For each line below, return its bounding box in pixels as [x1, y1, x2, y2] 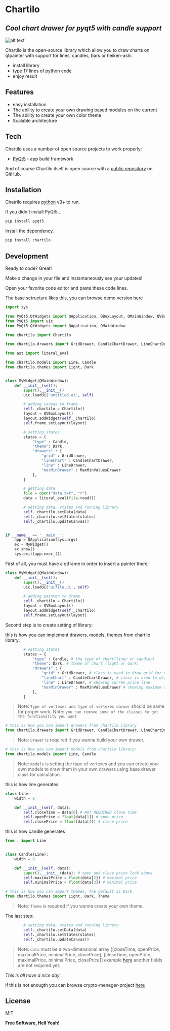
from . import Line [5, 838, 47, 843]
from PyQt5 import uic [5, 319, 53, 324]
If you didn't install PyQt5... [5, 209, 62, 215]
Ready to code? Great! [5, 265, 52, 271]
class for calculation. [17, 771, 61, 777]
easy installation [12, 101, 47, 107]
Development [5, 252, 49, 260]
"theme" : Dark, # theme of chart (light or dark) [32, 661, 139, 666]
